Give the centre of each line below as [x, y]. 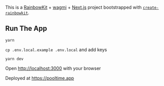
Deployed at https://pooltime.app [40, 78]
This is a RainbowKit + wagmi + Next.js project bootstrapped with [73, 7]
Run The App [26, 29]
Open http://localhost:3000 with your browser [53, 68]
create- [151, 8]
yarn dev [14, 59]
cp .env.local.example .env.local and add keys [56, 50]
